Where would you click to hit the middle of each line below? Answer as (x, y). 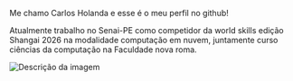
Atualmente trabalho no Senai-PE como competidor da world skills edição (146, 30)
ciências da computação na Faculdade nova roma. (103, 49)
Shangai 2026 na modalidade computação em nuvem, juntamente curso (144, 40)
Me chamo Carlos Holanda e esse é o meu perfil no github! (119, 13)
